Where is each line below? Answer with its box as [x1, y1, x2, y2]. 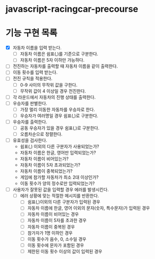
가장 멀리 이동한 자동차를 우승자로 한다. [20, 106, 95, 112]
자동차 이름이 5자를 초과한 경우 [27, 218, 87, 224]
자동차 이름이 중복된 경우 [27, 224, 75, 229]
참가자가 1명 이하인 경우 [27, 230, 73, 236]
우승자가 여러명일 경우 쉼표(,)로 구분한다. [20, 112, 98, 119]
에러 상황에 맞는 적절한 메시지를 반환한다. [20, 193, 99, 199]
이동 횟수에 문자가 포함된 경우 [27, 242, 84, 248]
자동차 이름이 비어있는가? [20, 156, 69, 162]
